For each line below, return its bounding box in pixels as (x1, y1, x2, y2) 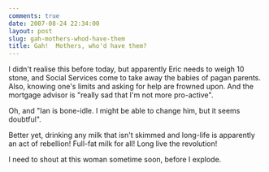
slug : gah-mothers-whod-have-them (8, 34, 126, 43)
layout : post (8, 27, 53, 35)
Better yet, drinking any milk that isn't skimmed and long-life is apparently (8, 131, 256, 140)
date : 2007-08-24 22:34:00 (8, 19, 100, 28)
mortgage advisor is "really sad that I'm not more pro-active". (8, 90, 214, 100)
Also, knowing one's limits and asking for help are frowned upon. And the (8, 82, 254, 92)
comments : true (8, 11, 60, 20)
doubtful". (8, 114, 42, 124)
